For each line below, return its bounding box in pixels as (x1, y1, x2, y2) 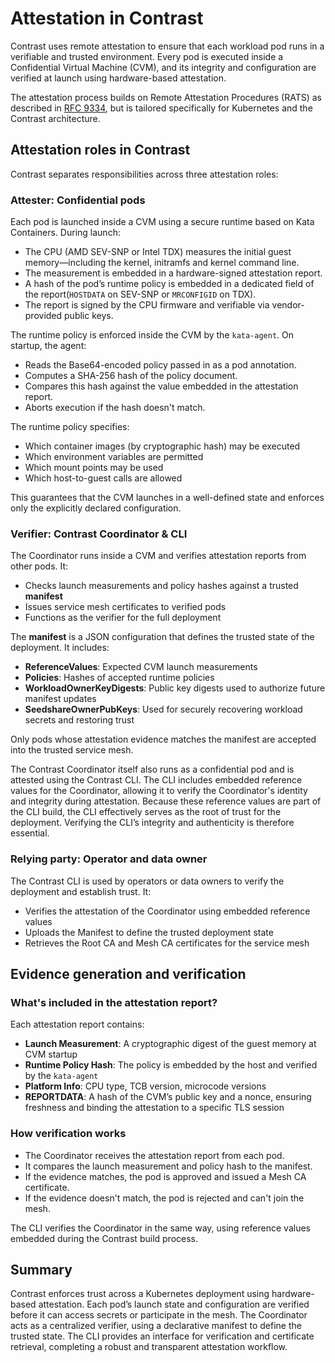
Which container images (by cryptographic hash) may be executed (24, 440, 301, 452)
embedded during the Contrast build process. (10, 1232, 199, 1244)
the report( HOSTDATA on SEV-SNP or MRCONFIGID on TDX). (24, 288, 257, 301)
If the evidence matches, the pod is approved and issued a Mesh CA (24, 1170, 307, 1182)
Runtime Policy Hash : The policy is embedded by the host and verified (24, 1059, 318, 1071)
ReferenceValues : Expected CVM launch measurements (24, 661, 258, 673)
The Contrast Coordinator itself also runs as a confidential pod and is (10, 763, 295, 776)
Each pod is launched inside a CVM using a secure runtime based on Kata (10, 216, 315, 228)
